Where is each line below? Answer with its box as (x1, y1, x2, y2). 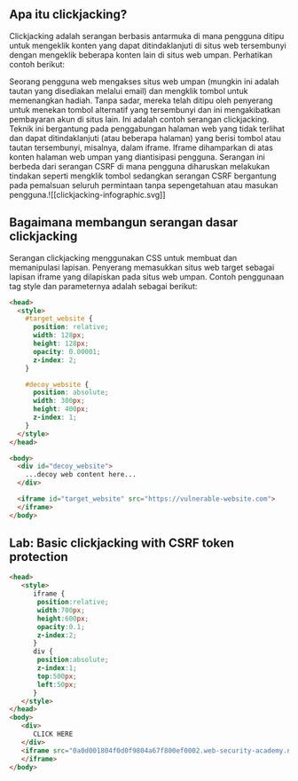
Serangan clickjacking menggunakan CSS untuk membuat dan (9, 252, 238, 263)
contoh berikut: (9, 59, 65, 69)
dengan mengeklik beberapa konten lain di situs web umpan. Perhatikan (9, 49, 273, 60)
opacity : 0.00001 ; (32, 347, 101, 356)
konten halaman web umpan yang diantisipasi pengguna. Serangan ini (9, 151, 266, 162)
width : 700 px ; (36, 605, 86, 615)
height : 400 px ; (32, 405, 90, 414)
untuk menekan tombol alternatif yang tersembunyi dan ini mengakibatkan (9, 104, 281, 114)
